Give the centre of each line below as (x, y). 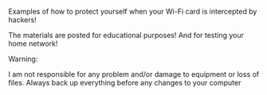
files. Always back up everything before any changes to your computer (125, 83)
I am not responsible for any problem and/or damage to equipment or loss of (134, 74)
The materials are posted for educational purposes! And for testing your (126, 35)
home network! (33, 44)
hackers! (23, 20)
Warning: (23, 59)
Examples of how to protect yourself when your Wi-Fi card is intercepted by (133, 11)
